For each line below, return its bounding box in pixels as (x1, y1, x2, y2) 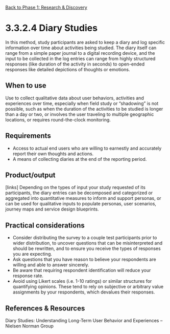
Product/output (5, 171, 56, 179)
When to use (5, 81, 47, 90)
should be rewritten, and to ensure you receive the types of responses (12, 245, 161, 252)
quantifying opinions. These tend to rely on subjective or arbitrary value (12, 284, 164, 290)
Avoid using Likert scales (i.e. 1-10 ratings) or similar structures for (12, 278, 152, 284)
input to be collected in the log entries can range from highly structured (5, 55, 156, 61)
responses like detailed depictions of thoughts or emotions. (5, 66, 130, 72)
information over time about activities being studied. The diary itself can (5, 45, 157, 51)
